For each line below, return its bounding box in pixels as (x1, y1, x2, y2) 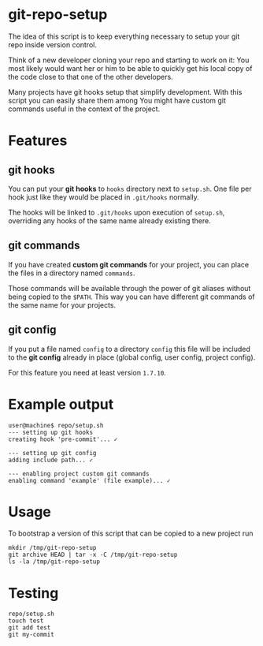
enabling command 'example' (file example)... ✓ (8, 476, 171, 484)
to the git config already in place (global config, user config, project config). (8, 353, 256, 362)
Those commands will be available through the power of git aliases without (8, 283, 251, 293)
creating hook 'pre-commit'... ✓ (8, 435, 118, 443)
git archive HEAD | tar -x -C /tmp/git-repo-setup (8, 551, 178, 559)
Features (8, 132, 68, 150)
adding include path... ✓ (8, 456, 93, 464)
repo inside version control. (8, 39, 97, 49)
